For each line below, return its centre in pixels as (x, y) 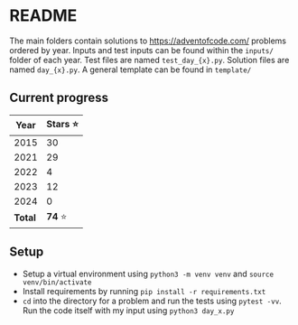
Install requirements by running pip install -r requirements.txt (144, 291)
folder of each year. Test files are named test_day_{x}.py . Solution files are (149, 60)
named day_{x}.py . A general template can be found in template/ (130, 70)
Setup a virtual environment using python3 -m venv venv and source (148, 274)
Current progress (59, 98)
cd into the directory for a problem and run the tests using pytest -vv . (152, 301)
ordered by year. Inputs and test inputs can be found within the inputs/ (141, 50)
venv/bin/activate (57, 282)
